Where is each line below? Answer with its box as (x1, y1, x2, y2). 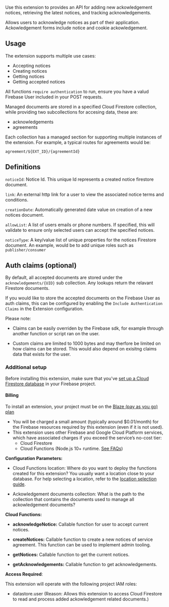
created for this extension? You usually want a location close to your (12, 470, 155, 476)
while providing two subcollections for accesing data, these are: (5, 109, 138, 115)
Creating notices (12, 68, 47, 74)
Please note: (5, 316, 31, 322)
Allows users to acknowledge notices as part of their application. (5, 20, 140, 25)
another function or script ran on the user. (12, 331, 100, 337)
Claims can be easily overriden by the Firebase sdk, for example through (12, 325, 164, 331)
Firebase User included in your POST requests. (5, 93, 103, 100)
